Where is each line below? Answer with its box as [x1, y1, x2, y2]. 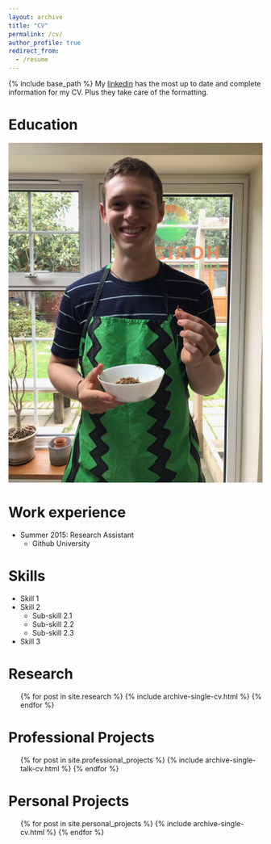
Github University [31, 538, 90, 548]
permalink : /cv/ [8, 30, 63, 38]
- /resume [15, 56, 48, 64]
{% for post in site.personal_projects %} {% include [19, 818, 192, 828]
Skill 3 [19, 636, 41, 646]
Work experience [8, 503, 127, 521]
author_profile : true [8, 39, 81, 47]
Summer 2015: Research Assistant [19, 530, 135, 540]
